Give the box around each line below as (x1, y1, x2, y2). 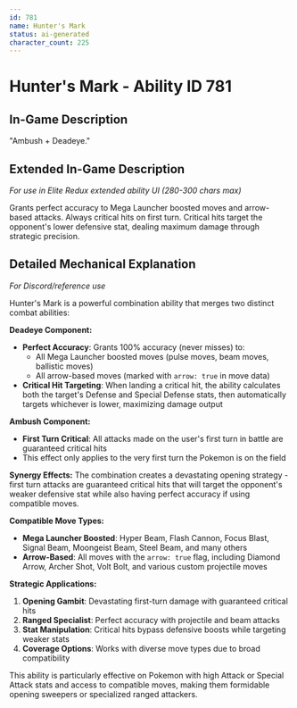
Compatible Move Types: (9, 515, 104, 526)
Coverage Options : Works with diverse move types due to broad (21, 643, 261, 654)
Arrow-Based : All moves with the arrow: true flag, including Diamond (21, 551, 281, 562)
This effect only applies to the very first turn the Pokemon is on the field (21, 452, 286, 462)
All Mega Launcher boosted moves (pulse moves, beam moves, (35, 351, 269, 362)
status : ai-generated (9, 29, 90, 38)
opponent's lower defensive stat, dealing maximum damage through (9, 221, 260, 232)
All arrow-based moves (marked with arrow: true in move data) (35, 370, 270, 380)
